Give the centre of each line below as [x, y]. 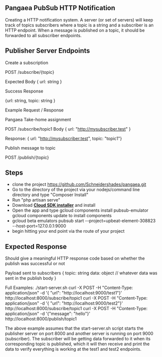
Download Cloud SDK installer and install [54, 205]
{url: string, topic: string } [30, 100]
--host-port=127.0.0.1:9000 [39, 226]
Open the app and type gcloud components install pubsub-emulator [80, 210]
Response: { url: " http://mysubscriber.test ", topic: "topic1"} [64, 138]
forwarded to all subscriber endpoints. [43, 35]
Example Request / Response [35, 110]
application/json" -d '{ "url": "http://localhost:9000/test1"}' [64, 293]
